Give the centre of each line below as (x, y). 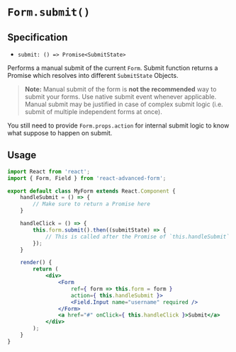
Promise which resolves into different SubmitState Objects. (93, 75)
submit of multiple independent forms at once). (94, 112)
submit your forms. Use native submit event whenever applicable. (120, 97)
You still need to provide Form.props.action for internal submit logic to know (118, 125)
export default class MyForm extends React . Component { (91, 191)
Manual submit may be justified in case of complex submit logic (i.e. (124, 104)
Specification (38, 37)
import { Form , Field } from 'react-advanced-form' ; (87, 178)
